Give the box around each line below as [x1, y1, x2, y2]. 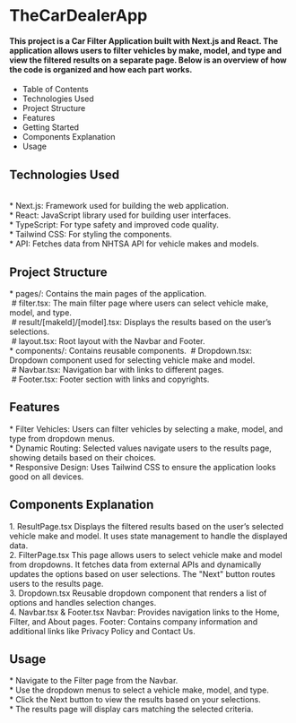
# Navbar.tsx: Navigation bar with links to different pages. [11, 365, 224, 375]
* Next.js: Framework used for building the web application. [9, 201, 229, 211]
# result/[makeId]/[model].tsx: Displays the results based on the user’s [11, 317, 272, 328]
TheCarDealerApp [9, 5, 148, 26]
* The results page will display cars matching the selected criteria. [9, 704, 254, 715]
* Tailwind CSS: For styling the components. [9, 229, 172, 240]
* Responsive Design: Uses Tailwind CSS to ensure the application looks [9, 461, 276, 472]
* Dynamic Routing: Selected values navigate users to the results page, [9, 443, 272, 453]
